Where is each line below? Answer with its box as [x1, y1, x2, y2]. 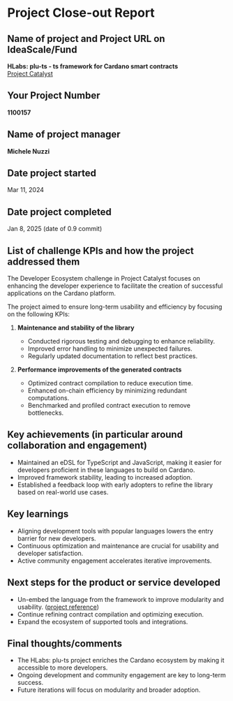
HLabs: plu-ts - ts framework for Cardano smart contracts [7, 62, 179, 71]
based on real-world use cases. [17, 487, 109, 496]
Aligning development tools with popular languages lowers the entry [17, 526, 214, 535]
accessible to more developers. [17, 663, 108, 672]
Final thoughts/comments [7, 637, 122, 649]
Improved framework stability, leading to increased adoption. [17, 473, 193, 481]
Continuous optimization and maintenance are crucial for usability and [17, 541, 219, 549]
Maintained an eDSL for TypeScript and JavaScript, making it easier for [17, 458, 222, 466]
